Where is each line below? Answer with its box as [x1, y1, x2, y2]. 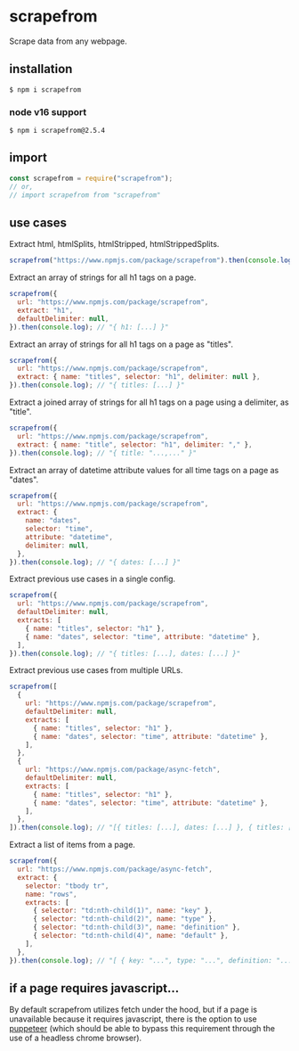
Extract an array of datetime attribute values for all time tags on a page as [9, 464, 279, 475]
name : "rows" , [25, 890, 77, 899]
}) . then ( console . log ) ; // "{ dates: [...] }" [9, 557, 181, 567]
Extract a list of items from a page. [9, 840, 136, 850]
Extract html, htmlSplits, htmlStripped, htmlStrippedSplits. [9, 239, 220, 250]
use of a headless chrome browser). [9, 1032, 142, 1044]
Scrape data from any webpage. [9, 36, 127, 46]
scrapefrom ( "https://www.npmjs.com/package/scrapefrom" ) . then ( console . [9, 256, 280, 265]
